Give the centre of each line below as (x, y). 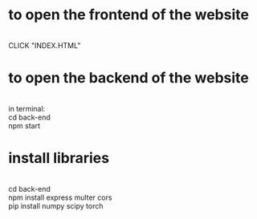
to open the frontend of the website (128, 15)
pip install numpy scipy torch (56, 205)
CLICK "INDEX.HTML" (45, 45)
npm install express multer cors (60, 197)
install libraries (59, 158)
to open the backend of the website (128, 78)
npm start (24, 125)
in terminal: (27, 108)
